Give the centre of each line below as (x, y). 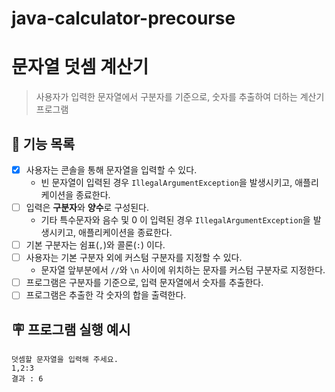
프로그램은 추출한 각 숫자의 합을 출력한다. (106, 295)
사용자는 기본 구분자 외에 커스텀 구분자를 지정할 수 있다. (134, 258)
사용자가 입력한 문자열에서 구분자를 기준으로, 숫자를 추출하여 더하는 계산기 (180, 97)
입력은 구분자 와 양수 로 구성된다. (87, 207)
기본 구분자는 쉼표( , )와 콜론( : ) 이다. (95, 245)
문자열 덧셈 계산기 (80, 67)
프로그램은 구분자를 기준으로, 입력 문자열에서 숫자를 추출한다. (144, 283)
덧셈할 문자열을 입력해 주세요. (65, 360)
